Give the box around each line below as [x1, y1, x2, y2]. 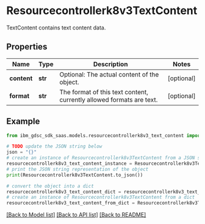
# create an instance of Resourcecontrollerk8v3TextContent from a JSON [6, 155, 195, 161]
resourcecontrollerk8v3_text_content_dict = [6, 189, 121, 195]
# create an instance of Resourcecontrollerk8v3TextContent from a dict [6, 194, 195, 201]
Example [6, 116, 40, 127]
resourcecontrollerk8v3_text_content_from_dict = [6, 200, 135, 206]
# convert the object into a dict [6, 183, 95, 189]
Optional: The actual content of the [59, 70, 159, 78]
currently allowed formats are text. [59, 95, 158, 104]
